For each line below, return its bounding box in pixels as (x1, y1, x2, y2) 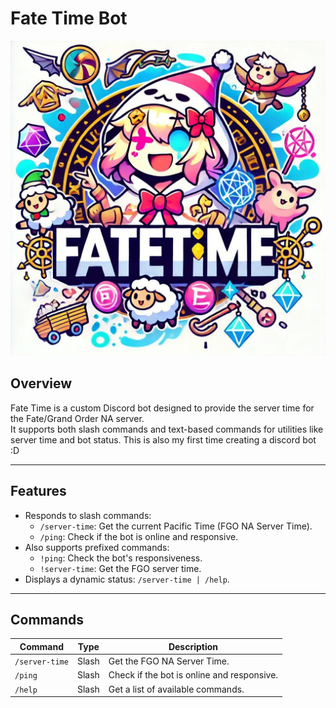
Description (168, 640, 219, 652)
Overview (10, 375, 73, 392)
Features (10, 483, 67, 500)
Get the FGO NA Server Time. (108, 655, 230, 667)
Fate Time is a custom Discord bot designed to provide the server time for (10, 402, 315, 414)
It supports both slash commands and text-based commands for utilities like (10, 423, 324, 435)
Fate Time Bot (10, 7, 128, 30)
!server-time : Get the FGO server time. (39, 562, 202, 574)
